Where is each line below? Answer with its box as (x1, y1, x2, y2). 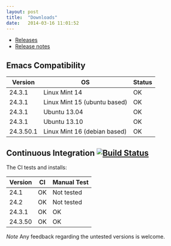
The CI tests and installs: (6, 164, 67, 171)
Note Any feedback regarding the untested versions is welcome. (6, 233, 165, 240)
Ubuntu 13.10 (43, 118, 83, 126)
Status (133, 78, 153, 87)
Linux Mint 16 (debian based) (43, 128, 127, 136)
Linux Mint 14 (43, 88, 83, 97)
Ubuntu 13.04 (43, 108, 83, 116)
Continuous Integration (6, 148, 95, 158)
